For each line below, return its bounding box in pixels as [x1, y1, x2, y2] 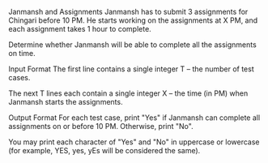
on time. [8, 49, 36, 58]
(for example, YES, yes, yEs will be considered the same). [8, 146, 201, 155]
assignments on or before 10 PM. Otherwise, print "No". [8, 122, 194, 131]
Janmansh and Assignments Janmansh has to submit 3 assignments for [8, 7, 249, 16]
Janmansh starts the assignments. [8, 97, 123, 106]
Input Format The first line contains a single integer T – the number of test [8, 64, 254, 74]
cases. [8, 73, 31, 82]
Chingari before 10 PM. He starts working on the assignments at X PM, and [8, 15, 258, 25]
